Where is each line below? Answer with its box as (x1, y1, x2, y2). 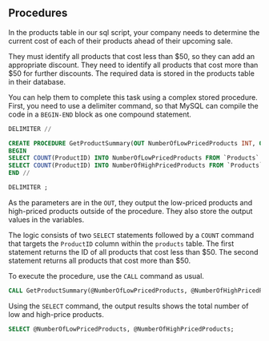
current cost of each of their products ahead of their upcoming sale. (8, 36, 234, 46)
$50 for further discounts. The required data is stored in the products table (8, 68, 255, 78)
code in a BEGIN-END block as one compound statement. (8, 109, 192, 119)
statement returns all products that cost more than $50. (8, 256, 191, 265)
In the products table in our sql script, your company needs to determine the (8, 27, 260, 37)
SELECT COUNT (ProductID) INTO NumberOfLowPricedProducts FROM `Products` (8, 154, 260, 162)
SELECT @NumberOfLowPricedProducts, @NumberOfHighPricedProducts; (8, 325, 235, 333)
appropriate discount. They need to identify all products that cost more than (8, 60, 259, 69)
